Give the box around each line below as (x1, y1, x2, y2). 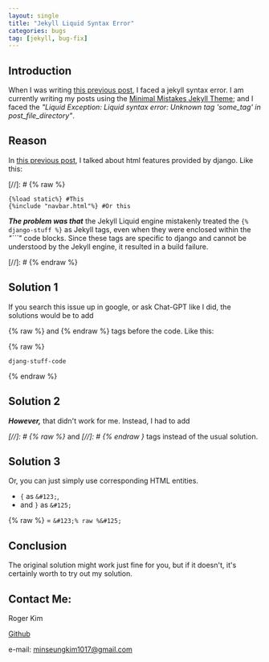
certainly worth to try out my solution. (8, 569, 132, 578)
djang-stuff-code (8, 357, 67, 366)
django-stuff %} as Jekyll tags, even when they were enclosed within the (8, 224, 251, 234)
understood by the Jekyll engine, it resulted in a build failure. (8, 242, 209, 251)
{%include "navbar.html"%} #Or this (8, 202, 131, 210)
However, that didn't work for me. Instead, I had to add (8, 415, 190, 426)
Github (8, 628, 31, 639)
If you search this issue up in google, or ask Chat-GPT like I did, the (8, 302, 231, 312)
